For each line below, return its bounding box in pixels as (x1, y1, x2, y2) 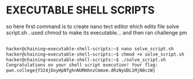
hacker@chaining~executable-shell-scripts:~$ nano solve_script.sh (6, 46, 174, 51)
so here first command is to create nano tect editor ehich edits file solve (6, 23, 180, 30)
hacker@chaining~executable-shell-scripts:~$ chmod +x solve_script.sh (6, 51, 184, 57)
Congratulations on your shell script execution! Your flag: (6, 62, 158, 68)
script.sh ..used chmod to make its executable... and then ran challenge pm (6, 29, 187, 36)
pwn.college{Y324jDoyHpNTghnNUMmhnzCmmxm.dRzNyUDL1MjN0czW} (6, 68, 156, 74)
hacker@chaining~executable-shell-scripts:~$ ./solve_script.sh (6, 57, 166, 63)
